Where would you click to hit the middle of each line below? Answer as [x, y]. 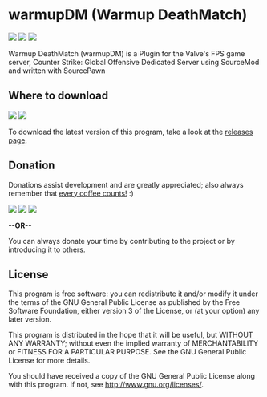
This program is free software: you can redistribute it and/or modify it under [133, 294]
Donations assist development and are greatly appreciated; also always [126, 184]
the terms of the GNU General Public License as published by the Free [124, 302]
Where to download [59, 96]
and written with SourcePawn [57, 71]
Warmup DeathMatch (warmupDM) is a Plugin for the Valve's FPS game [127, 53]
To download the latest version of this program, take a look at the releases [131, 132]
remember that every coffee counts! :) [71, 193]
